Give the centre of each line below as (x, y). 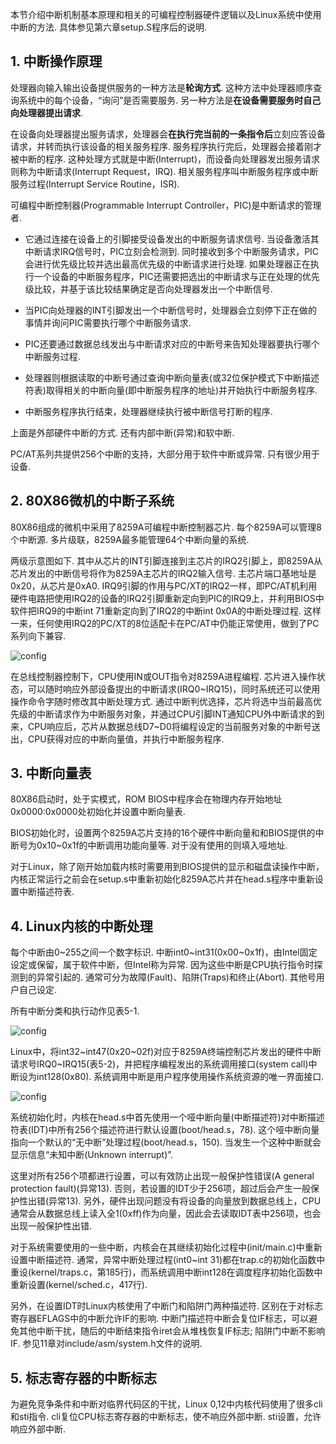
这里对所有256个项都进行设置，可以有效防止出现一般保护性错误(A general (162, 1176)
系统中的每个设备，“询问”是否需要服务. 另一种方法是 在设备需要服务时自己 (170, 100)
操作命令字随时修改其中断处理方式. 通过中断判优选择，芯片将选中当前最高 (161, 701)
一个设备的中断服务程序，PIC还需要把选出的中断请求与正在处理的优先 (176, 276)
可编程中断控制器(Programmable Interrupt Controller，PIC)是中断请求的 (157, 205)
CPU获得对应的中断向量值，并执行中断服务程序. (126, 739)
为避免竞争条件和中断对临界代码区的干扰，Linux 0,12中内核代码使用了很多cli (166, 1404)
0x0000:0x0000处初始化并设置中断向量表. (98, 812)
